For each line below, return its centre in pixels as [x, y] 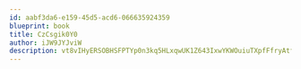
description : [34, 51]
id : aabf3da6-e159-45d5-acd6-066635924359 [90, 17]
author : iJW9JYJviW [46, 43]
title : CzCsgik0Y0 [43, 34]
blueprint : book [39, 26]
